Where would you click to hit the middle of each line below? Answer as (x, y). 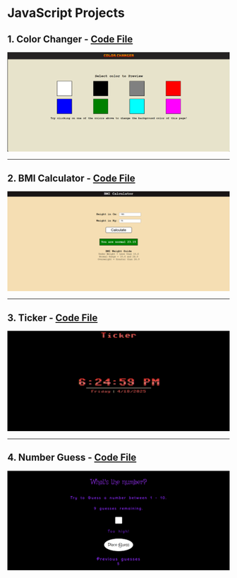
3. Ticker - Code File (53, 318)
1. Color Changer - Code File (70, 39)
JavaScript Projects (66, 13)
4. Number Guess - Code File (72, 458)
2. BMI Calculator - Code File (71, 178)
